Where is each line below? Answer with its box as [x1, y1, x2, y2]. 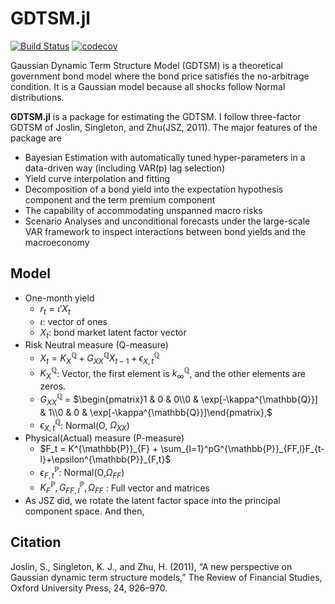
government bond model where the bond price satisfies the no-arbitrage [10, 70, 310, 82]
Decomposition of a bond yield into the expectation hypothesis [24, 183, 284, 195]
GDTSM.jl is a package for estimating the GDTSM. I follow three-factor [10, 110, 302, 122]
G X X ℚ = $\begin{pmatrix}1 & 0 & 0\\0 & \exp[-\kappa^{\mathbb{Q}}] [39, 392, 319, 407]
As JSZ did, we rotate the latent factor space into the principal [24, 495, 281, 507]
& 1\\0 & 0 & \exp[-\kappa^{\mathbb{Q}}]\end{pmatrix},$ [39, 406, 273, 418]
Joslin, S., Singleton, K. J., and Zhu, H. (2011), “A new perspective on [10, 560, 293, 572]
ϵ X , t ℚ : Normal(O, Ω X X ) [39, 417, 130, 434]
